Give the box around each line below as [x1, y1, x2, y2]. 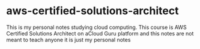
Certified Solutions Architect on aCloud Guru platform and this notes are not [6, 30, 194, 37]
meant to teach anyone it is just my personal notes [6, 36, 131, 43]
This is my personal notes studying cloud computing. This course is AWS [6, 24, 187, 31]
